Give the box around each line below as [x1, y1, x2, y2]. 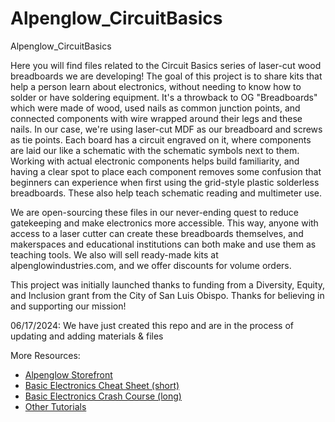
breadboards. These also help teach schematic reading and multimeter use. [10, 187, 323, 199]
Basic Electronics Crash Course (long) [24, 390, 182, 402]
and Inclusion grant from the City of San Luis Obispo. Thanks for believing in [10, 289, 325, 301]
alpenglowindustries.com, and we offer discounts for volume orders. [10, 259, 292, 271]
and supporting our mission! [10, 300, 127, 312]
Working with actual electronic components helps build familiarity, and [10, 155, 300, 167]
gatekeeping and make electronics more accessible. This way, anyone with [10, 217, 319, 229]
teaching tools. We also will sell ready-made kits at [10, 248, 219, 261]
